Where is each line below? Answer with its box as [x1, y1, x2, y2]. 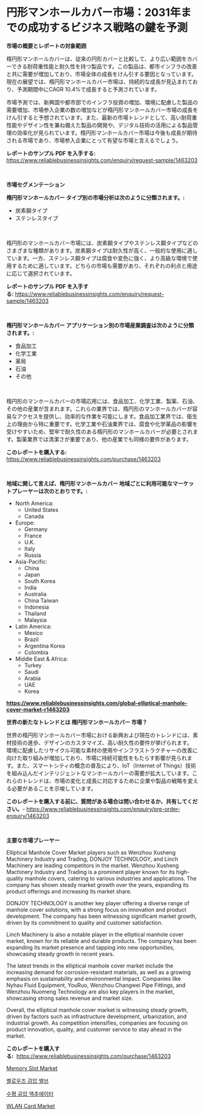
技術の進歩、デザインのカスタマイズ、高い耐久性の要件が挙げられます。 [11, 739, 193, 746]
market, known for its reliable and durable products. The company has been [6, 937, 197, 944]
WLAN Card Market [6, 1102, 55, 1110]
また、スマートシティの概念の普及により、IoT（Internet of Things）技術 [16, 762, 197, 769]
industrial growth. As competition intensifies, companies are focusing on [6, 1019, 188, 1027]
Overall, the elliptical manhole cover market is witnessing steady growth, [6, 1006, 188, 1013]
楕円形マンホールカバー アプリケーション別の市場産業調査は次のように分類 [6, 321, 194, 329]
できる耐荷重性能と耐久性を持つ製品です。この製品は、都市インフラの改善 [11, 62, 198, 70]
